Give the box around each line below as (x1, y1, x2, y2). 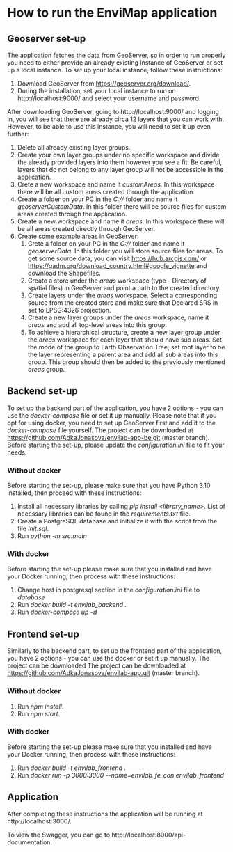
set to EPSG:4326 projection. (27, 306, 111, 314)
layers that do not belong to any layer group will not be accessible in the (17, 166, 224, 173)
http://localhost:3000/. (7, 816, 72, 826)
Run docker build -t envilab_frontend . (17, 764, 127, 772)
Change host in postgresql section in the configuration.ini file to (17, 586, 200, 594)
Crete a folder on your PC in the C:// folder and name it (27, 239, 185, 248)
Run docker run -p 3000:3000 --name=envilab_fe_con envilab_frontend (17, 771, 225, 779)
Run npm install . (17, 702, 64, 711)
